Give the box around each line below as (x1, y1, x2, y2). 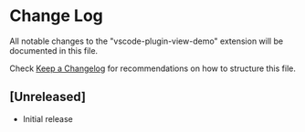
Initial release (22, 113, 73, 124)
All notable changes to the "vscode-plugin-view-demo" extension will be (9, 36, 284, 46)
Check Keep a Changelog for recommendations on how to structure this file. (9, 63, 297, 74)
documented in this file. (9, 45, 99, 56)
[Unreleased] (9, 89, 87, 105)
